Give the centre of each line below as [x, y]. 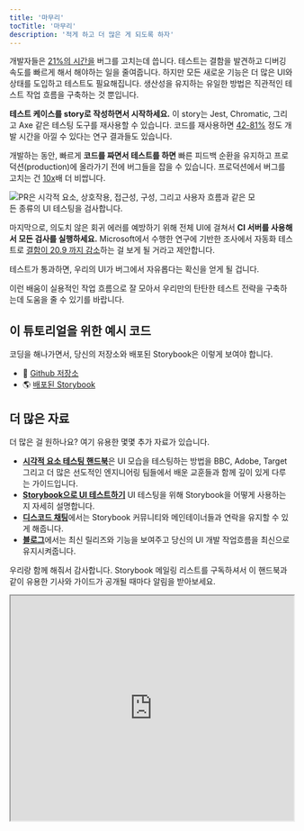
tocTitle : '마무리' [43, 26]
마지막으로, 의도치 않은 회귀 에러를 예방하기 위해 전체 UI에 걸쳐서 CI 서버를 [139, 228]
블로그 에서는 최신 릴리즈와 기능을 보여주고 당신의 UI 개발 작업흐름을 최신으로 [156, 540]
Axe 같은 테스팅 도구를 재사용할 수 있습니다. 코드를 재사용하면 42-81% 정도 [151, 125]
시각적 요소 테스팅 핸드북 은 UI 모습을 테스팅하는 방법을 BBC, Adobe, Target [155, 461]
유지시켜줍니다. [49, 551]
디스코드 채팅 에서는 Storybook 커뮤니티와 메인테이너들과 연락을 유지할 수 [151, 517]
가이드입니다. [55, 483]
